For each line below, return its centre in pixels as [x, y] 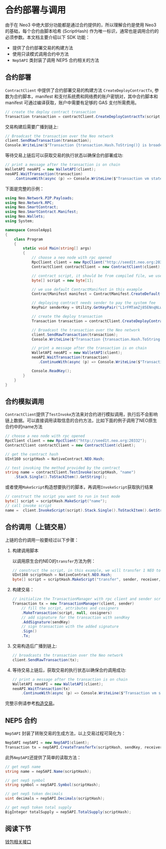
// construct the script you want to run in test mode [63, 497]
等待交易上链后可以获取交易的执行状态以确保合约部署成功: [64, 155]
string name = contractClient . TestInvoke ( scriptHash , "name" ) [70, 472]
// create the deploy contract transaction [51, 112]
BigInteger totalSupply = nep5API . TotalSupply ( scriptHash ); [68, 812]
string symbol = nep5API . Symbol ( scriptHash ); [53, 785]
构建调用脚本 [25, 550]
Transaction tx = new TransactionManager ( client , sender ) [73, 604]
